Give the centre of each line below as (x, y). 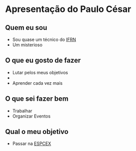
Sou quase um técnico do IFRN (44, 39)
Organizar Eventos (31, 116)
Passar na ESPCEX (32, 144)
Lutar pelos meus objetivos (40, 72)
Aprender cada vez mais (37, 83)
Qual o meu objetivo (37, 132)
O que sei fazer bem (37, 99)
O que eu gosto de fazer (43, 61)
